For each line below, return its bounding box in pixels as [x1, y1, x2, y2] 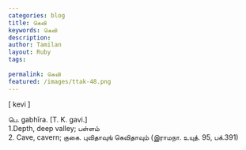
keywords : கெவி [8, 26, 58, 34]
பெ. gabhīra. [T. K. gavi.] [8, 114, 88, 124]
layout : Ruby [8, 48, 51, 56]
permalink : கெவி [8, 70, 61, 78]
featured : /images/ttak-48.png [8, 77, 112, 85]
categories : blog [8, 11, 66, 20]
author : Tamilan [8, 41, 62, 49]
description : [8, 33, 51, 42]
